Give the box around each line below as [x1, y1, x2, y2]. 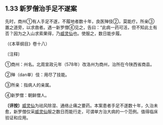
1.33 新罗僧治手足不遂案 [5, 4, 77, 13]
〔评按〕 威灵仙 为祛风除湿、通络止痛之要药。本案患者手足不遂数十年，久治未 [5, 102, 158, 108]
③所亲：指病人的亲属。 [5, 82, 54, 88]
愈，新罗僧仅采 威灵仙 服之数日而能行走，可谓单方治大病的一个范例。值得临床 [5, 109, 158, 114]
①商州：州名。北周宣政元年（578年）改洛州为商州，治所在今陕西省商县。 [5, 61, 155, 67]
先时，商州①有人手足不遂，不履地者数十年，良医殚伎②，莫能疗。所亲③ [5, 18, 155, 24]
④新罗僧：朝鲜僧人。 [5, 92, 49, 98]
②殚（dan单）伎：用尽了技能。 [5, 72, 70, 78]
